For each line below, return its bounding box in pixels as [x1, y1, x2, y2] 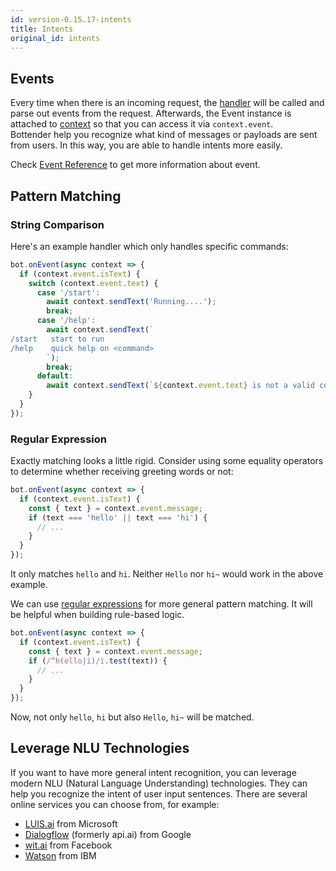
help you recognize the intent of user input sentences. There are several [10, 787, 308, 800]
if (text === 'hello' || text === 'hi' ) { [28, 512, 208, 523]
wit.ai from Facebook [24, 839, 113, 851]
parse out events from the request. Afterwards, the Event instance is [10, 107, 292, 120]
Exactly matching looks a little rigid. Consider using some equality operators [10, 455, 324, 467]
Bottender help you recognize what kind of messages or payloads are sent [10, 129, 318, 141]
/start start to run [10, 334, 105, 344]
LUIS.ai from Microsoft [24, 817, 118, 830]
